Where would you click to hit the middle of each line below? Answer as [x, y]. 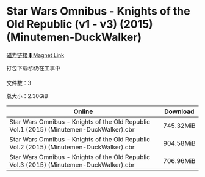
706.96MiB [179, 160]
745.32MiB [179, 126]
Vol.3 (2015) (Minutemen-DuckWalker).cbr [72, 165]
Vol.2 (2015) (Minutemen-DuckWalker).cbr [72, 147]
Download [179, 111]
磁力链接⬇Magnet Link [35, 55]
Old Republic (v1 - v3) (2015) [80, 24]
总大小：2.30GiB [27, 96]
